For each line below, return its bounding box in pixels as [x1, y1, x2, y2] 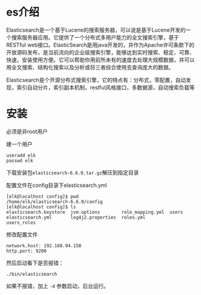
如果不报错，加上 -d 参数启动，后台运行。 [6, 282, 109, 290]
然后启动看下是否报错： [6, 259, 64, 266]
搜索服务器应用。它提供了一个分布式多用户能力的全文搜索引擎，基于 [11, 33, 179, 41]
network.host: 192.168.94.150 [6, 242, 82, 248]
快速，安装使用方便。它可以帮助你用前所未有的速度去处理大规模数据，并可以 [6, 56, 195, 63]
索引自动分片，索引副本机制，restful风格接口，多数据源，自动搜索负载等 [16, 84, 195, 91]
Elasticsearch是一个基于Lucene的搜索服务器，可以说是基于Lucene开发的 [6, 26, 186, 33]
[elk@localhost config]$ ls [6, 204, 77, 210]
